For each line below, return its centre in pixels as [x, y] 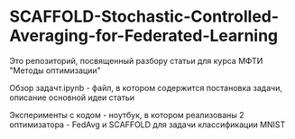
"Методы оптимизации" [55, 70]
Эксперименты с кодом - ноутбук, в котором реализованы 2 [127, 115]
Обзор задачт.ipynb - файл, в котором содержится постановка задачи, [146, 88]
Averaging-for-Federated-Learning [144, 36]
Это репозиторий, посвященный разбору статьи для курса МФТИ [136, 60]
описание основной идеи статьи [72, 97]
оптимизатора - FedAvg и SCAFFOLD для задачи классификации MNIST [147, 125]
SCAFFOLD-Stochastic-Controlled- [144, 17]
